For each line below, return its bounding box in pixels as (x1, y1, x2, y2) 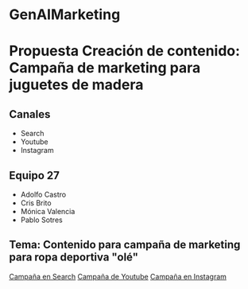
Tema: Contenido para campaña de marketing (9, 238, 241, 252)
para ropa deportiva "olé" (9, 251, 138, 264)
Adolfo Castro (20, 189, 67, 199)
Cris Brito (20, 198, 52, 208)
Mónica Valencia (20, 207, 76, 216)
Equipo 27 (9, 169, 60, 182)
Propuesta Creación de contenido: (9, 42, 241, 61)
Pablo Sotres (20, 215, 63, 225)
